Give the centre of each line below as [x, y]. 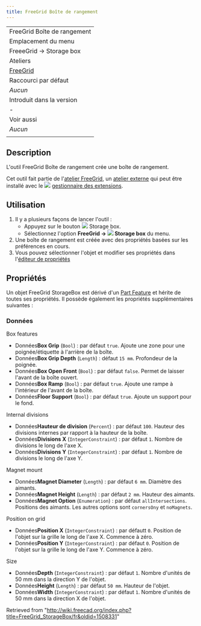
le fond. [24, 403]
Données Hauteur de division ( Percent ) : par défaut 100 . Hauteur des [100, 426]
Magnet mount [24, 470]
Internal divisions [27, 415]
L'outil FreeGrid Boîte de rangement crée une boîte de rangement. [88, 167]
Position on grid [26, 519]
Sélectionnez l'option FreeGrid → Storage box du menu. [97, 234]
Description [29, 153]
